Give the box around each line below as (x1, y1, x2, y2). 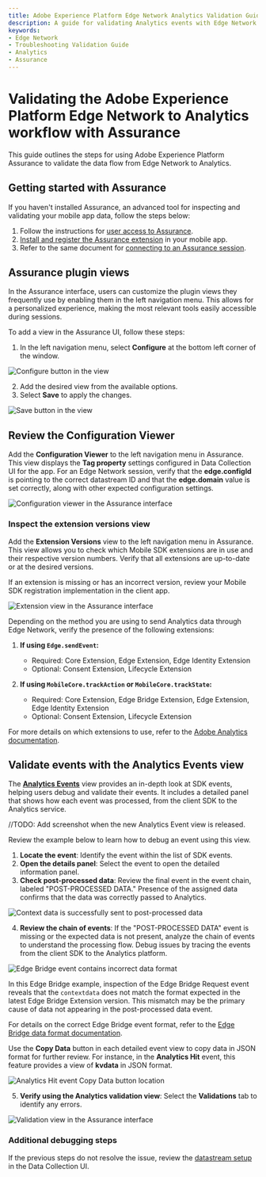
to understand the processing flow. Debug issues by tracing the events (19, 940, 251, 950)
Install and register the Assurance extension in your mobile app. (19, 235, 228, 244)
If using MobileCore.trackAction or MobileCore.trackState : (19, 679, 212, 689)
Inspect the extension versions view (8, 518, 150, 529)
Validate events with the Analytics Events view (8, 758, 244, 771)
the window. (19, 351, 60, 361)
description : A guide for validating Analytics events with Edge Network (8, 19, 257, 27)
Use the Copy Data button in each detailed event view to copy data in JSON (8, 1044, 256, 1053)
